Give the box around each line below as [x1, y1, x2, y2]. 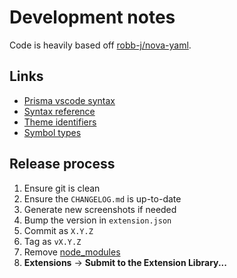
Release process [9, 156, 116, 173]
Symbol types [23, 126, 82, 138]
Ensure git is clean [23, 182, 101, 194]
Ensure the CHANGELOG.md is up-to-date [23, 192, 182, 205]
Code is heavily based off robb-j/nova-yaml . [9, 39, 192, 51]
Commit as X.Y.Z [23, 224, 94, 236]
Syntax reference [23, 105, 96, 117]
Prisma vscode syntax [23, 94, 116, 106]
